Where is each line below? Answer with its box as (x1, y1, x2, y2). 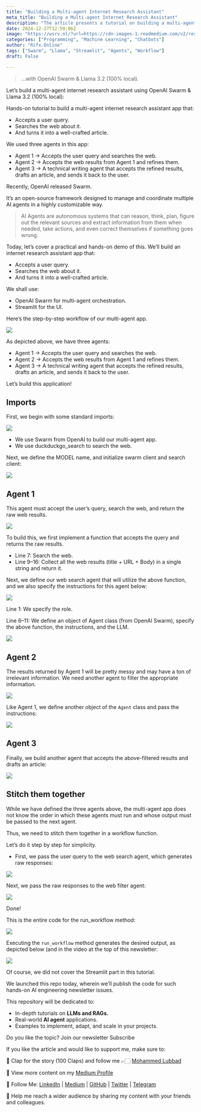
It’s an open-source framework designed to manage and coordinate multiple (6, 194, 194, 201)
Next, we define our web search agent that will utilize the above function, (6, 576, 187, 584)
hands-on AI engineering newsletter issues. (6, 986, 114, 993)
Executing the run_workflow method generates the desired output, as (6, 939, 176, 946)
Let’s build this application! (6, 380, 72, 387)
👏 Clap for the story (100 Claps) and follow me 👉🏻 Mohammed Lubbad (6, 1057, 181, 1064)
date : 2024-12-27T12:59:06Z (6, 25, 77, 32)
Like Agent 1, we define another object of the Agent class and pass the (6, 704, 179, 711)
